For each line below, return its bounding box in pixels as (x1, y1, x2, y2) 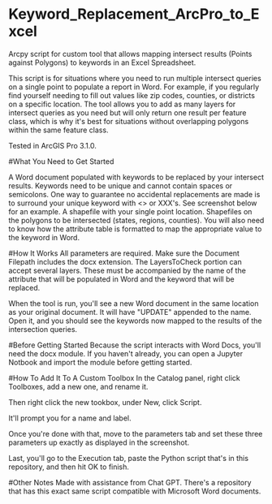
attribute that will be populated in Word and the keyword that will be (8, 274, 235, 284)
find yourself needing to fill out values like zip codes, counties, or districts (8, 90, 256, 100)
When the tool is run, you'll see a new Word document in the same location (8, 298, 259, 308)
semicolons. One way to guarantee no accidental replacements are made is (8, 189, 261, 199)
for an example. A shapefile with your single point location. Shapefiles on (8, 206, 253, 216)
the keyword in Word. (8, 232, 80, 242)
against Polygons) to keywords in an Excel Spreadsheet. (8, 58, 196, 67)
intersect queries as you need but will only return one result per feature (8, 107, 247, 118)
